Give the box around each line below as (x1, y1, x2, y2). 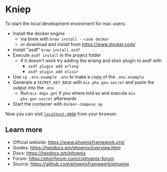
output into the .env (12, 84, 55, 90)
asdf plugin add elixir (28, 69, 79, 75)
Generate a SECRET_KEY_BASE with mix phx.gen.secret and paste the (12, 79, 155, 85)
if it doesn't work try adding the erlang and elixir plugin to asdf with (20, 57, 162, 63)
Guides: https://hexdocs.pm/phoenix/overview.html (12, 144, 121, 151)
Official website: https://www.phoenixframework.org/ (12, 139, 125, 145)
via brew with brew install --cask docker (20, 36, 110, 42)
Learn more (5, 126, 43, 134)
